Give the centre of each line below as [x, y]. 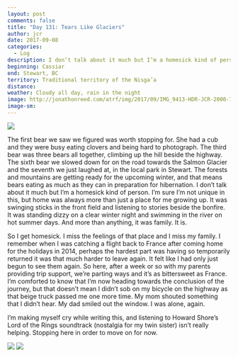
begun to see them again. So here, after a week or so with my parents [109, 266]
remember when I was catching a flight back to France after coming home [115, 243]
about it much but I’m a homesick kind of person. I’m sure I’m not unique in [116, 192]
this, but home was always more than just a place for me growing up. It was [118, 200]
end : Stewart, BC [33, 73]
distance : [22, 86]
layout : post [27, 14]
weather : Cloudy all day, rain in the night [74, 93]
